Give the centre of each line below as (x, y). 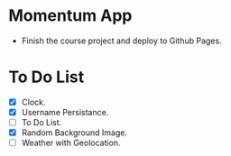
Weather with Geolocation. (71, 143)
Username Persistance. (65, 112)
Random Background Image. (74, 133)
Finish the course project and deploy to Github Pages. (121, 41)
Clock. (33, 102)
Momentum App (70, 16)
